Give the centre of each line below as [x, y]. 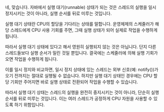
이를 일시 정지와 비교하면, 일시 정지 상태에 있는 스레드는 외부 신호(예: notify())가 [82, 70]
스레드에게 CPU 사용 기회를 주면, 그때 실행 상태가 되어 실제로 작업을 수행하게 [84, 30]
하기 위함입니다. [29, 105]
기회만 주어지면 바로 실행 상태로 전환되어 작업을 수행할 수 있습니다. [74, 82]
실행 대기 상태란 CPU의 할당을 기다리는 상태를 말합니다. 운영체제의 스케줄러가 [80, 24]
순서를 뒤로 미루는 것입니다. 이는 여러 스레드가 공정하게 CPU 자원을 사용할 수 [79, 98]
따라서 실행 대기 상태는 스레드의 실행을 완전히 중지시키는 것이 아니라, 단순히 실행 [82, 92]
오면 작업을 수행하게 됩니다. [32, 59]
